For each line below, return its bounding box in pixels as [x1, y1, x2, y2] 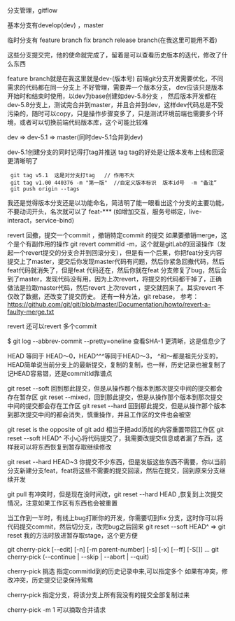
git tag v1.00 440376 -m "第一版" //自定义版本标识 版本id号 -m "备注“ [10, 179, 218, 186]
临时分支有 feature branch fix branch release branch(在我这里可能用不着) [7, 36, 218, 44]
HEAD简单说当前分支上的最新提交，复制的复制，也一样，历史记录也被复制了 [7, 361, 227, 369]
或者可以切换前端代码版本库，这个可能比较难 [19, 118, 148, 126]
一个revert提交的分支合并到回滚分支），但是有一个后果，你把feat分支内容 [13, 249, 222, 257]
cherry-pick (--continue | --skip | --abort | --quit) [7, 552, 150, 561]
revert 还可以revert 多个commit [7, 322, 97, 330]
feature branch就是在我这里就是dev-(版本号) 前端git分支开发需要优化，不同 [7, 74, 224, 83]
